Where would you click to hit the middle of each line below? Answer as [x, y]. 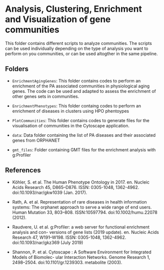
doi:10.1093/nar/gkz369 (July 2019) [48, 242]
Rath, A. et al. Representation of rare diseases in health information [80, 202]
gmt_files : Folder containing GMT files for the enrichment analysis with [84, 149]
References [23, 170]
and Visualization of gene [58, 19]
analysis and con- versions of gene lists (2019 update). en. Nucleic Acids [86, 232]
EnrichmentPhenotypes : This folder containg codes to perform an [77, 105]
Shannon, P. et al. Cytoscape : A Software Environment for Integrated [82, 252]
